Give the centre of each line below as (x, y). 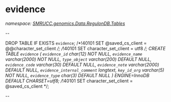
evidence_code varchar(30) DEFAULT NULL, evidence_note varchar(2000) (82, 64)
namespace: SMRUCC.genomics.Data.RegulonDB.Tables (65, 23)
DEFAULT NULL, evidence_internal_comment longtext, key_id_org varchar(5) (85, 70)
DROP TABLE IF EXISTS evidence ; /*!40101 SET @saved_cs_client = (76, 43)
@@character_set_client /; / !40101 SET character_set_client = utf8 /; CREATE (85, 48)
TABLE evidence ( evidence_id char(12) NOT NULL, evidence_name (74, 54)
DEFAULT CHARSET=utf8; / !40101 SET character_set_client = (69, 81)
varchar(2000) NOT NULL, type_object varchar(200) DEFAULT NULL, (78, 59)
